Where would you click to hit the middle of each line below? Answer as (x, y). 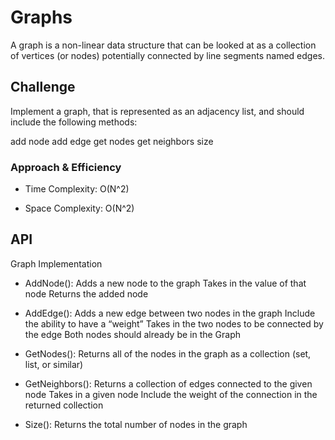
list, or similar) (54, 364)
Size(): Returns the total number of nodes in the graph (136, 424)
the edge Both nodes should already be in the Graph (133, 334)
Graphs (41, 17)
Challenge (43, 87)
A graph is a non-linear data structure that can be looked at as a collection (163, 45)
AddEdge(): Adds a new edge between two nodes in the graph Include (170, 313)
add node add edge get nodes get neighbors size (112, 141)
